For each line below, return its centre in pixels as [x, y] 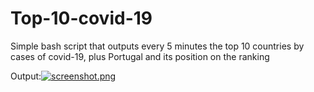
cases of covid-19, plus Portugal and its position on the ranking [140, 56]
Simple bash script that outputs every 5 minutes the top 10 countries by [157, 46]
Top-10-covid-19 [81, 18]
